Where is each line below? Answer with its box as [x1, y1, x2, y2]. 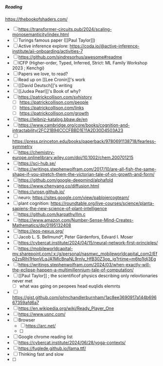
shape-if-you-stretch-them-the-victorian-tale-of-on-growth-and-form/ [12, 172, 155, 177]
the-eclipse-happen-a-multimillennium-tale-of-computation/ [12, 267, 134, 273]
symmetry [12, 144, 33, 150]
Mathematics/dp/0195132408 [12, 222, 72, 228]
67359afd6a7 [12, 300, 39, 305]
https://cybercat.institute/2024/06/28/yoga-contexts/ [18, 340, 126, 345]
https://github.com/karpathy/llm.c [18, 212, 86, 217]
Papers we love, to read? [18, 71, 68, 77]
